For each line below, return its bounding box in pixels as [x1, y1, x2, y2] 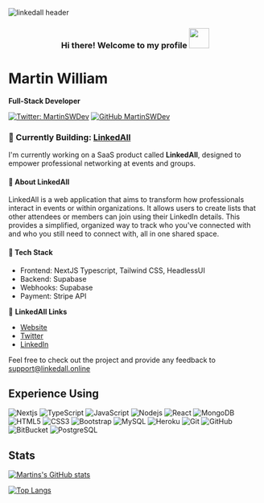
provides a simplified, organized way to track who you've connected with [8, 221, 251, 230]
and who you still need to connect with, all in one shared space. [8, 229, 220, 239]
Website [19, 322, 48, 332]
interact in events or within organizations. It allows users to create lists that [8, 204, 256, 213]
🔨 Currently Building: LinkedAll [8, 131, 131, 142]
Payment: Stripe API [19, 291, 87, 301]
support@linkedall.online [8, 363, 91, 373]
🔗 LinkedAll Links [8, 307, 68, 316]
